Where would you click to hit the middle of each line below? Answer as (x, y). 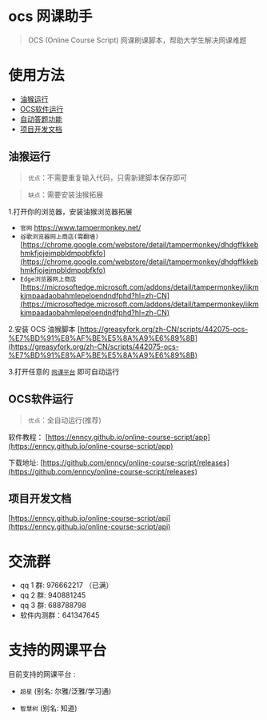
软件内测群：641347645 (60, 615)
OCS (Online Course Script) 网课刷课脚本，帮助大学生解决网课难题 (137, 40)
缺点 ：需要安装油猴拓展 (66, 194)
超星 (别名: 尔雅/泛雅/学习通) (66, 691)
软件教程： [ (28, 437)
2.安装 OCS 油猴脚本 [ (44, 329)
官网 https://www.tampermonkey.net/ (80, 227)
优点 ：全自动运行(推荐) (64, 420)
